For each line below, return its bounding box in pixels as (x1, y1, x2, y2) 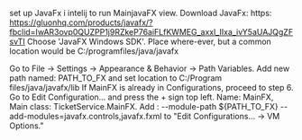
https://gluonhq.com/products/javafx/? (9, 17, 153, 28)
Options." (9, 120, 44, 131)
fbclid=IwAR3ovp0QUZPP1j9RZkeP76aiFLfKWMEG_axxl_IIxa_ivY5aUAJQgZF (9, 27, 294, 37)
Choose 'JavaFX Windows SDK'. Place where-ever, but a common (26, 36, 272, 47)
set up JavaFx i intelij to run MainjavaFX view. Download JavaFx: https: (9, 8, 272, 18)
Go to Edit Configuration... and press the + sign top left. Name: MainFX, (9, 92, 274, 102)
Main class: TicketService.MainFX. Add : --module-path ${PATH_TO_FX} (9, 101, 279, 111)
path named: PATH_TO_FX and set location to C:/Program (9, 73, 223, 83)
